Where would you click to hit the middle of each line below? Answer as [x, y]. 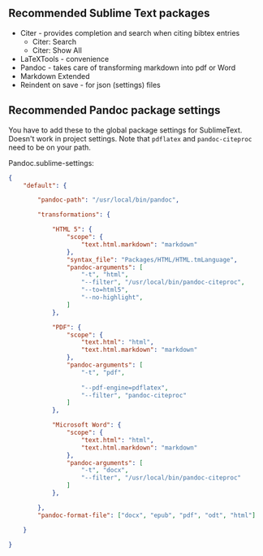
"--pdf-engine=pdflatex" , [125, 388]
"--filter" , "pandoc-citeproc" [134, 395]
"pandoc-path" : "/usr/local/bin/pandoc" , [109, 200]
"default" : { [45, 185]
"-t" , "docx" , [105, 471]
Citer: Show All [57, 50]
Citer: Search [54, 41]
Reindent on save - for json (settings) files [90, 85]
